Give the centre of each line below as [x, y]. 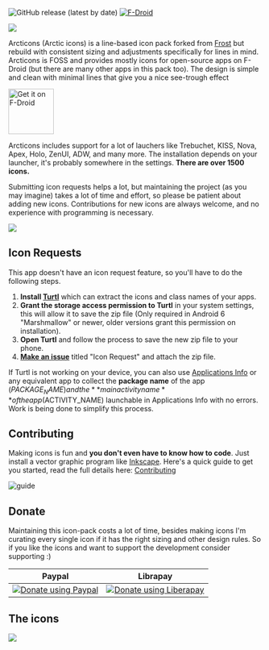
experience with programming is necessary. [81, 212]
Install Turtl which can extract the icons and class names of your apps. [138, 296]
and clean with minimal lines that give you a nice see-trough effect [119, 77]
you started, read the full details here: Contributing [92, 470]
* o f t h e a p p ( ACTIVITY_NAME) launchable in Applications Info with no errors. [133, 400]
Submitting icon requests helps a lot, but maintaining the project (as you [128, 187]
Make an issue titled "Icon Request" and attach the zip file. [118, 356]
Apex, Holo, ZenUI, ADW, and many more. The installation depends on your [133, 154]
